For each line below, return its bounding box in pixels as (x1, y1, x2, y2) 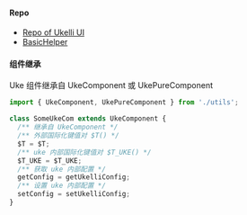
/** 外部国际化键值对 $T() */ (17, 131, 119, 140)
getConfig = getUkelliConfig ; (17, 173, 130, 182)
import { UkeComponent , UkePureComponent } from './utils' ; (9, 98, 240, 107)
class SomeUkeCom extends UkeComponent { (9, 114, 167, 123)
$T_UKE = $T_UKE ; (17, 156, 83, 166)
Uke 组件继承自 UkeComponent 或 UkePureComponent (9, 80, 214, 91)
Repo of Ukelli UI (22, 27, 85, 38)
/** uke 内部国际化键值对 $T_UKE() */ (17, 148, 152, 157)
